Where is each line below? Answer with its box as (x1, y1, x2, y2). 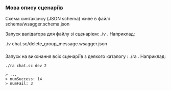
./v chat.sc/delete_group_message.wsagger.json (5, 41, 107, 47)
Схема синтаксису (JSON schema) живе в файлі (5, 16, 110, 22)
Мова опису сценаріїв (5, 4, 63, 11)
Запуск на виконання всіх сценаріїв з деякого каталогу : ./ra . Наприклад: (5, 53, 166, 59)
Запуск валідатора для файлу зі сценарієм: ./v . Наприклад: (5, 31, 135, 37)
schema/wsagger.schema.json (5, 21, 70, 27)
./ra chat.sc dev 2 (5, 63, 47, 69)
